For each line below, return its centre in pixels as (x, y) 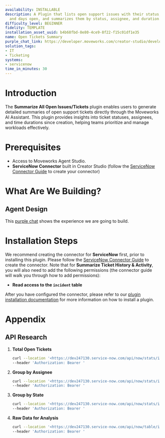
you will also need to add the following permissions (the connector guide (79, 270)
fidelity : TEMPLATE (25, 28)
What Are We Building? (53, 191)
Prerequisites (33, 147)
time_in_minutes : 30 (26, 69)
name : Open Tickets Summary (34, 37)
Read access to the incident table (47, 284)
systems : (14, 60)
